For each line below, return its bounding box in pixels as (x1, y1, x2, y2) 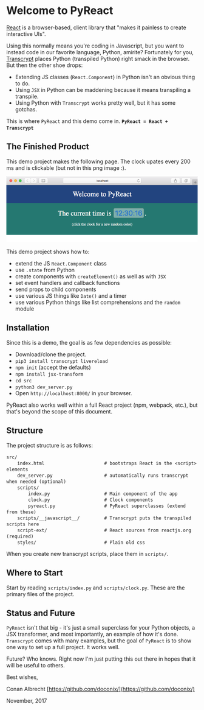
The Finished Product (6, 141, 89, 152)
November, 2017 (6, 697, 47, 705)
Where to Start (6, 568, 63, 578)
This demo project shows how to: (6, 248, 90, 256)
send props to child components (15, 286, 97, 293)
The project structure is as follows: (6, 441, 93, 449)
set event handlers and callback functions (15, 279, 120, 287)
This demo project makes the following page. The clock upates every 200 (6, 158, 191, 165)
